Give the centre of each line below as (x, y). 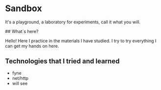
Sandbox (24, 9)
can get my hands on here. (32, 46)
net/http (20, 78)
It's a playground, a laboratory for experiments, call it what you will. (73, 22)
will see (20, 83)
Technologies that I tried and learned (62, 61)
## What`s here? (22, 31)
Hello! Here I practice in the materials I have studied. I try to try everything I (81, 41)
